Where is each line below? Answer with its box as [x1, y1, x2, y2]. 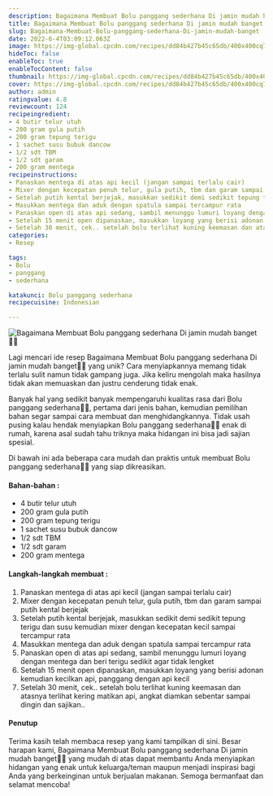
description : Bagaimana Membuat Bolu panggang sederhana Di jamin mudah [8, 11, 260, 20]
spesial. [8, 437, 35, 448]
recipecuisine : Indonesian [8, 299, 100, 307]
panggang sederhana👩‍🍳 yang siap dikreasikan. [8, 461, 167, 472]
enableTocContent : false [8, 65, 93, 73]
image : [8, 42, 31, 50]
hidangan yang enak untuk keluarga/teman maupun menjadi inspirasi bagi [8, 762, 256, 772]
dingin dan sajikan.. [19, 699, 85, 709]
